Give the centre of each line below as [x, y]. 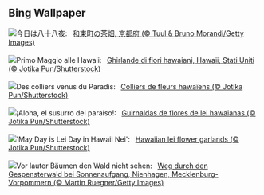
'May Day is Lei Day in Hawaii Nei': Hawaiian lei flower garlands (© [128, 139]
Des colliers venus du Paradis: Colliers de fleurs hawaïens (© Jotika [130, 86]
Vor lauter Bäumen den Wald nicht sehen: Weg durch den [112, 166]
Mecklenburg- [195, 174]
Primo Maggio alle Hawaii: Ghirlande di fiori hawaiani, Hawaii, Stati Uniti [136, 60]
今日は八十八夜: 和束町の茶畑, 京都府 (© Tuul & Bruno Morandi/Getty [130, 33]
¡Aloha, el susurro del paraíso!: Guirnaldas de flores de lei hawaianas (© [136, 113]
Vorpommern [30, 182]
